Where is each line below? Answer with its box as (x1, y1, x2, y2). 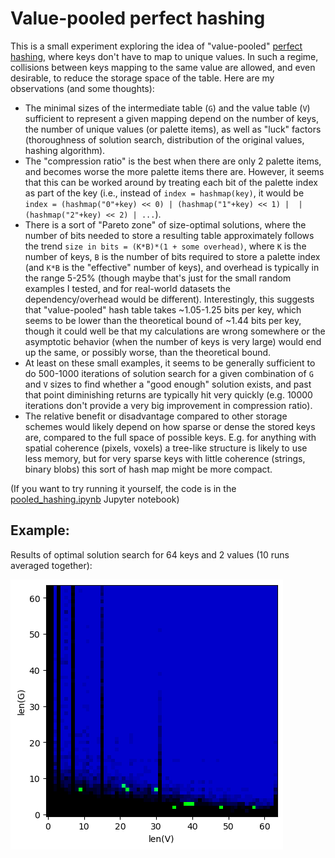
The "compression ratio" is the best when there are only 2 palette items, (24, 155, 322, 167)
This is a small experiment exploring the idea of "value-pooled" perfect (10, 40, 303, 52)
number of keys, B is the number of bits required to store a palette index (24, 250, 321, 262)
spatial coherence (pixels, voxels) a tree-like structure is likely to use (24, 442, 308, 454)
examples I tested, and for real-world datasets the (24, 282, 232, 294)
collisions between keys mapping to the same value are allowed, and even (10, 61, 316, 73)
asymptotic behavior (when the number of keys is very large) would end (24, 335, 322, 347)
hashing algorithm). (24, 144, 106, 156)
